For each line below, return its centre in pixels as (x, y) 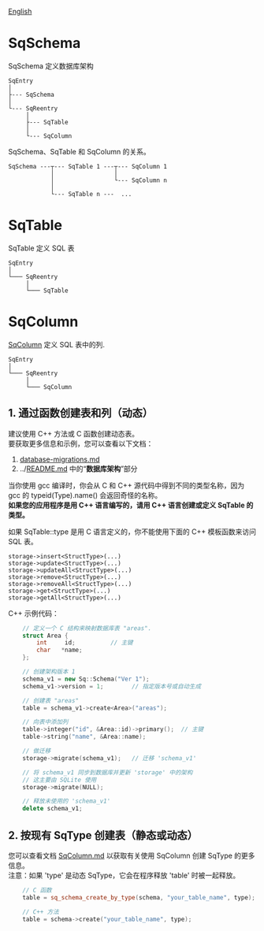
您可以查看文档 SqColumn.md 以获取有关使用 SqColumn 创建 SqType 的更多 (132, 855)
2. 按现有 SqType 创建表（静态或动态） (103, 835)
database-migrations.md (59, 459)
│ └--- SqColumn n (109, 180)
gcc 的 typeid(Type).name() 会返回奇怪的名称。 (85, 495)
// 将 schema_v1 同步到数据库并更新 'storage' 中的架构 (108, 772)
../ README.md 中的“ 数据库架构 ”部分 (78, 469)
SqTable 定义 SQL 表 (41, 248)
